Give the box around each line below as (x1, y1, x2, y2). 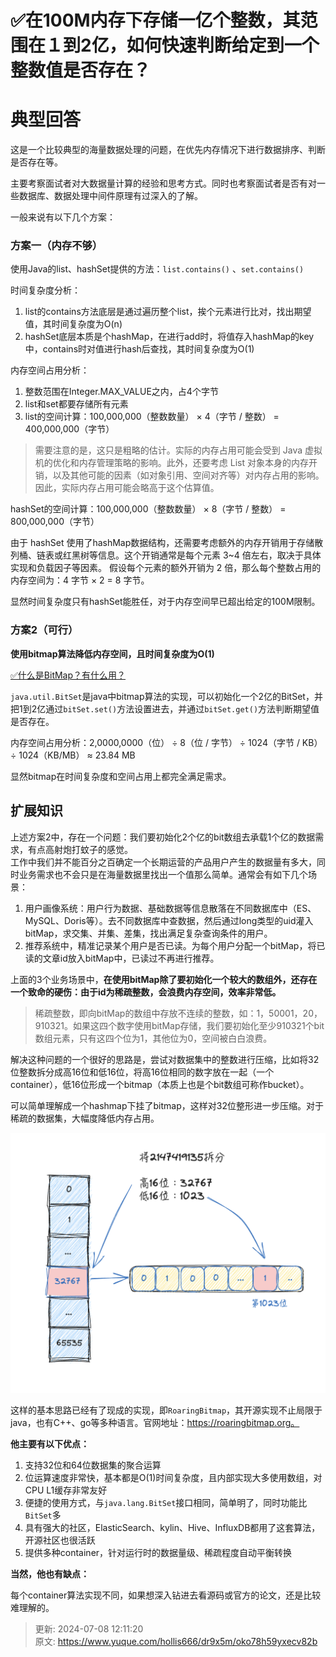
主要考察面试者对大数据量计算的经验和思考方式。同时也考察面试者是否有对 (10, 177, 317, 190)
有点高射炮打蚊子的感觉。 (27, 843, 133, 855)
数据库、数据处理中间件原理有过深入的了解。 (18, 190, 203, 202)
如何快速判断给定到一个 (126, 34, 320, 57)
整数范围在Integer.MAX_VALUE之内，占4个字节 (24, 386, 219, 398)
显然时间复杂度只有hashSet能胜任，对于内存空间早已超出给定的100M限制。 (10, 596, 321, 608)
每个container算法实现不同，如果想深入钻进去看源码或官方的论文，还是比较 (10, 1589, 322, 1601)
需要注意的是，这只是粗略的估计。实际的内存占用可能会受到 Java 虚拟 (34, 444, 323, 456)
